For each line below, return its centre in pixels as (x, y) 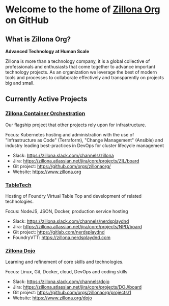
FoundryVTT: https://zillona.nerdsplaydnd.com (62, 237)
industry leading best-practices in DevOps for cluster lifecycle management (85, 145)
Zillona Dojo (20, 250)
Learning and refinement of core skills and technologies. (64, 262)
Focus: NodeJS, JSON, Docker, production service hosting (67, 211)
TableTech (18, 185)
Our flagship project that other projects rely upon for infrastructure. (76, 125)
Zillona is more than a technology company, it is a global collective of (78, 61)
